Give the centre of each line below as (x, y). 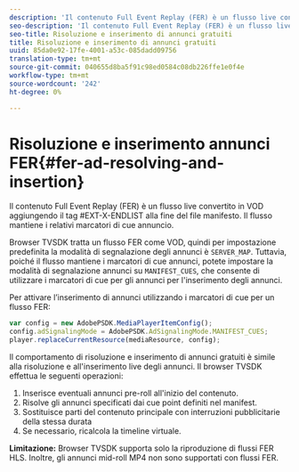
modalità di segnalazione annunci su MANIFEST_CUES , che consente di (134, 271)
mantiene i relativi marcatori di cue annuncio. (92, 225)
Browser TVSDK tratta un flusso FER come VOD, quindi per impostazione (143, 242)
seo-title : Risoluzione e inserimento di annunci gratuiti (121, 34)
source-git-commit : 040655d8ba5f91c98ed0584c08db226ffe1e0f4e (127, 68)
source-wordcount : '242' (55, 84)
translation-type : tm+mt (55, 59)
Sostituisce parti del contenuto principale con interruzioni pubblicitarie (151, 412)
